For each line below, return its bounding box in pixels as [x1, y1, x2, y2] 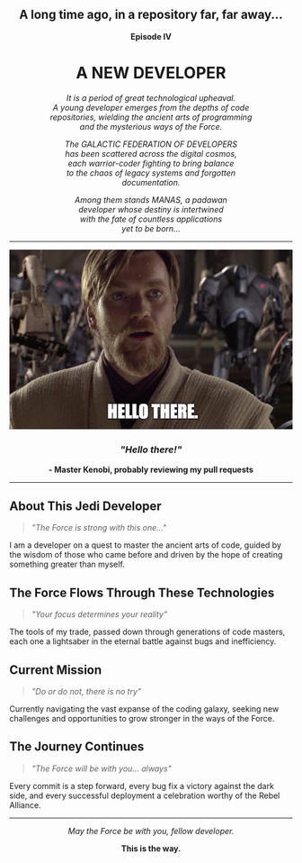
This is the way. [120, 842, 182, 854]
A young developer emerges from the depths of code [52, 102, 250, 113]
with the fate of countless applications [79, 213, 223, 224]
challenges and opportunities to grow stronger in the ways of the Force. [9, 713, 275, 724]
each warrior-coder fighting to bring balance [67, 158, 235, 168]
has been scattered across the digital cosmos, [65, 148, 237, 159]
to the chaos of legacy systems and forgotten [66, 167, 236, 178]
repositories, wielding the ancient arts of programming [49, 112, 253, 123]
